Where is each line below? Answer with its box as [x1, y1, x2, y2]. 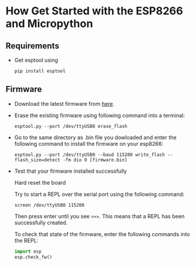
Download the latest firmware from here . [14, 100, 115, 107]
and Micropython [5, 17, 94, 30]
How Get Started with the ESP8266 [5, 4, 183, 18]
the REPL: [14, 237, 39, 244]
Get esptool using [14, 57, 58, 63]
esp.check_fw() [14, 254, 53, 260]
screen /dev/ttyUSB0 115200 [14, 202, 85, 208]
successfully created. [14, 219, 68, 226]
